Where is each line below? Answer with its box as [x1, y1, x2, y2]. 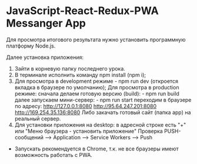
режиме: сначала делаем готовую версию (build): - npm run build [14, 90, 179, 97]
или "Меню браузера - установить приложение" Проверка [14, 128, 163, 135]
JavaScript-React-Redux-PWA [6, 4, 159, 18]
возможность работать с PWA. [14, 151, 93, 158]
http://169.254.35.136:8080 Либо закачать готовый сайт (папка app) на [14, 109, 191, 116]
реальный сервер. [14, 115, 61, 122]
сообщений [14, 133, 44, 140]
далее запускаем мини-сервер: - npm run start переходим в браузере [14, 96, 192, 103]
